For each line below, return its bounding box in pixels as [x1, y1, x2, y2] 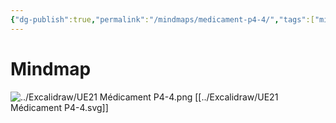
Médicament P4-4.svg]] [10, 101, 109, 113]
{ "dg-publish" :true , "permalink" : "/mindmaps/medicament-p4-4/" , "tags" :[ [10, 14, 315, 25]
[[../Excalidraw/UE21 [194, 91, 279, 103]
